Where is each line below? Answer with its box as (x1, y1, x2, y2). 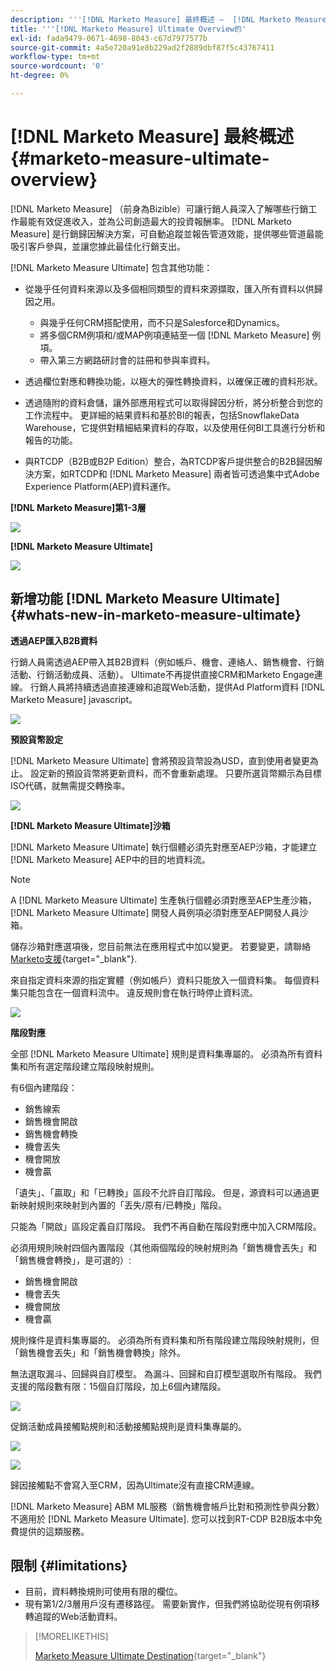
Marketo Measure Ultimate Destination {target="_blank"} (34, 1650, 267, 1662)
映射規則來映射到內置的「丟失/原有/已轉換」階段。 (18, 1199, 228, 1211)
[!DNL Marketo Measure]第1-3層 (10, 501, 147, 513)
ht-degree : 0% (10, 71, 70, 81)
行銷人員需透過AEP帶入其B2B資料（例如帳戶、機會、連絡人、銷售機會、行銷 (10, 656, 325, 668)
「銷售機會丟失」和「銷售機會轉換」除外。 (10, 1346, 186, 1358)
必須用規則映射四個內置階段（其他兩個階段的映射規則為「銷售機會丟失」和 (10, 1241, 317, 1253)
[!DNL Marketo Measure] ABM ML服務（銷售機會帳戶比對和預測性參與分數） (10, 1500, 325, 1512)
